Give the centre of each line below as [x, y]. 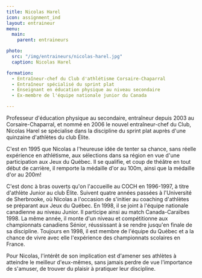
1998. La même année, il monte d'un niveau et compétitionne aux [87, 218]
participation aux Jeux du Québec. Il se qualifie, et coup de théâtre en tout [99, 162]
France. [16, 244]
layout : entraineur [31, 23]
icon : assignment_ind [33, 18]
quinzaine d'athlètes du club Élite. [48, 137]
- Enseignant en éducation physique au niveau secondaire [86, 90]
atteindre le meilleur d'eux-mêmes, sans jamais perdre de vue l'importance [99, 262]
